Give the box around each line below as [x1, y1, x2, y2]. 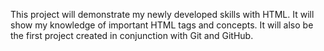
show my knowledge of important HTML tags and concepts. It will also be [10, 19, 314, 31]
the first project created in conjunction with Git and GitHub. [10, 30, 254, 41]
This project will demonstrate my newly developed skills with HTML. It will [10, 9, 315, 20]
